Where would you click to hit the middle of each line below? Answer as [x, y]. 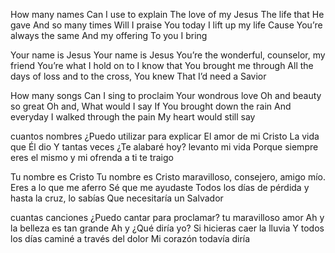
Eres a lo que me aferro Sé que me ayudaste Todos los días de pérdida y [160, 187]
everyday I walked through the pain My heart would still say [133, 117]
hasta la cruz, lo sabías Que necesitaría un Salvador [117, 198]
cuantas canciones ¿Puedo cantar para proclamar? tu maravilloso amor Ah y [167, 217]
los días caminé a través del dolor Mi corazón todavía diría [130, 238]
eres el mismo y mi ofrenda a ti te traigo [92, 157]
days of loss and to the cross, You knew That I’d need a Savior [138, 76]
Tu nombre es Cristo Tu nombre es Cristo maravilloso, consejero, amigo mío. [168, 177]
